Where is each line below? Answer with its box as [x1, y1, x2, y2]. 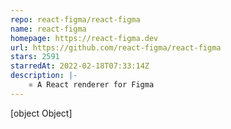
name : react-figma [10, 24, 87, 34]
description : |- [10, 71, 78, 81]
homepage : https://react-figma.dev [10, 33, 159, 43]
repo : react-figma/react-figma [10, 14, 141, 25]
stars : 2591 [10, 52, 60, 62]
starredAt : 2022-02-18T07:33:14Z [10, 61, 150, 71]
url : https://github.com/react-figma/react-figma [10, 42, 222, 53]
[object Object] [10, 107, 73, 119]
